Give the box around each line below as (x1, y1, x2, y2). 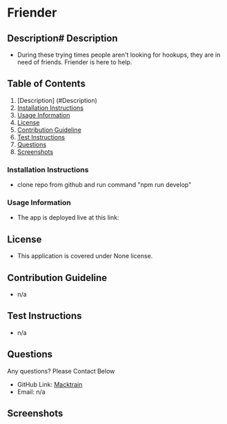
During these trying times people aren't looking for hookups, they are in (17, 50, 221, 59)
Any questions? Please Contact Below (7, 367, 115, 375)
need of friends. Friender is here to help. (17, 58, 132, 66)
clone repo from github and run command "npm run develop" (17, 181, 192, 189)
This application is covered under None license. (17, 252, 153, 260)
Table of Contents (7, 78, 86, 90)
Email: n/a (17, 387, 46, 396)
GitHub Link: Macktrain (17, 380, 83, 388)
